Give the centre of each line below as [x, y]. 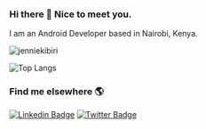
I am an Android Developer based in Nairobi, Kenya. [103, 34]
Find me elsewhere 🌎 [57, 92]
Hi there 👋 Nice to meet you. [71, 14]
